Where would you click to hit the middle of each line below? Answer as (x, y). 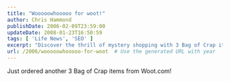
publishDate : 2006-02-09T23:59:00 (56, 26)
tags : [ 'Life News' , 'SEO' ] (50, 39)
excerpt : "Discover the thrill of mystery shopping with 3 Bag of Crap (111, 45)
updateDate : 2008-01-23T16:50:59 (55, 32)
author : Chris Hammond (39, 20)
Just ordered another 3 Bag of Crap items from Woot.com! (89, 71)
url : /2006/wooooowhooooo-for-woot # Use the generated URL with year (111, 52)
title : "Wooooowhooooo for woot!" (56, 13)
